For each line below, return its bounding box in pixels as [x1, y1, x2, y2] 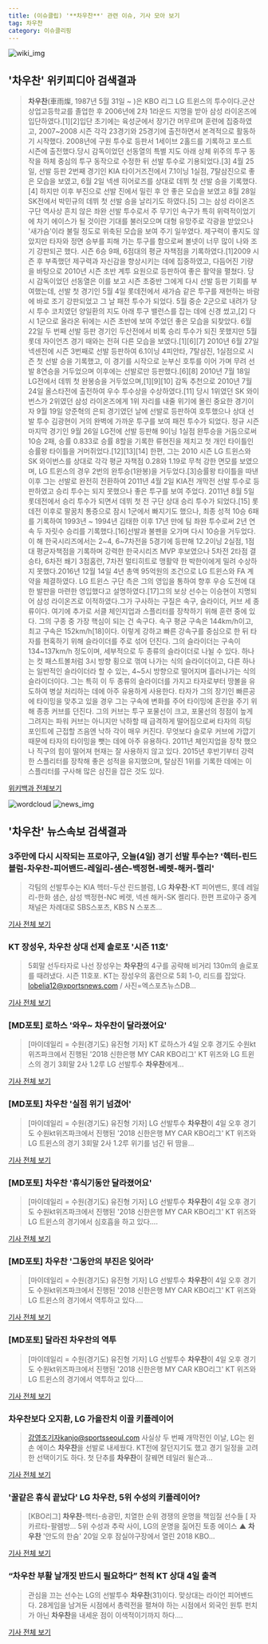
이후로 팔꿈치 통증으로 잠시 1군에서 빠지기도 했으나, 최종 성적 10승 [42, 506, 246, 516]
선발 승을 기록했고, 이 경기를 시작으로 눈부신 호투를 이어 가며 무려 [45, 357, 247, 366]
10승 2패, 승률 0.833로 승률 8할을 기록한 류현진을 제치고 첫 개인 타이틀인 [27, 437, 254, 446]
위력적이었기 [216, 206, 256, 216]
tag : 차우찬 [8, 19, 43, 27]
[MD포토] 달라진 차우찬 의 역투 [8, 1334, 117, 1346]
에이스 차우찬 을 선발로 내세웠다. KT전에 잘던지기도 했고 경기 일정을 [36, 1442, 244, 1452]
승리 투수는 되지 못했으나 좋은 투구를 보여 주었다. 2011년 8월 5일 [55, 486, 255, 496]
